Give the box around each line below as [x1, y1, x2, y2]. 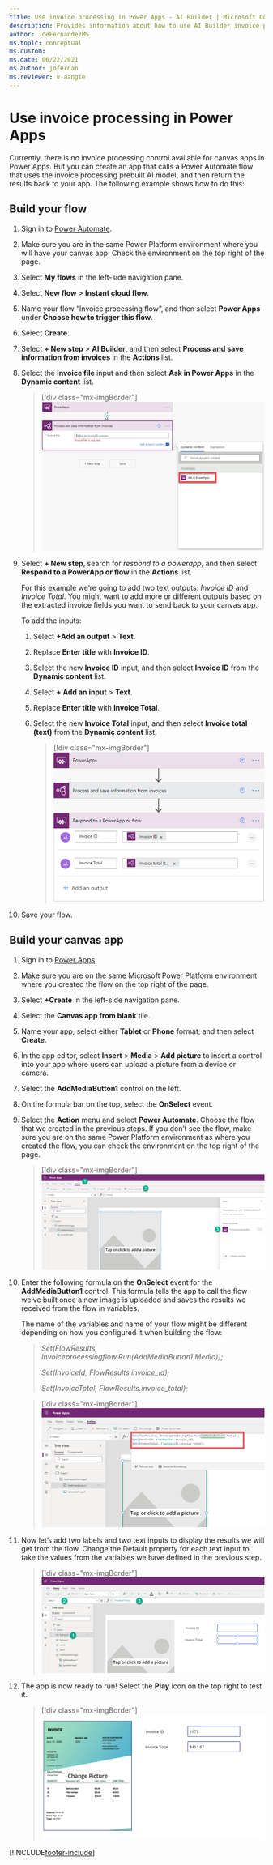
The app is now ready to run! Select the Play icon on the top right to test [20, 1681, 262, 1691]
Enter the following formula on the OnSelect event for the [20, 1277, 213, 1287]
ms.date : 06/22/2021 [9, 56, 79, 64]
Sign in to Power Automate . [20, 224, 113, 233]
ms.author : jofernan [9, 65, 79, 73]
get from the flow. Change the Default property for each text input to [20, 1544, 250, 1554]
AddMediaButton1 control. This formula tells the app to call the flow [20, 1286, 248, 1295]
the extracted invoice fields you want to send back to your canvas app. [20, 600, 258, 609]
